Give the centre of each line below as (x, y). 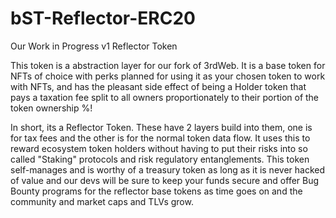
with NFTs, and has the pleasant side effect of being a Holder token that (158, 86)
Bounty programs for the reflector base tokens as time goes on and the (156, 191)
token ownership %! (51, 108)
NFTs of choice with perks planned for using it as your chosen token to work (168, 76)
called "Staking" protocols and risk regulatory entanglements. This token (160, 159)
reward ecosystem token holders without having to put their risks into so (159, 148)
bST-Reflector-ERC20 (103, 18)
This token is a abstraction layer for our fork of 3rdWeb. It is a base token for (168, 65)
